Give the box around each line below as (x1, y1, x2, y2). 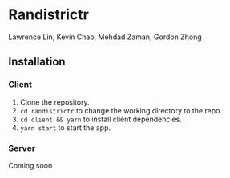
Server (8, 142, 36, 153)
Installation (8, 55, 66, 69)
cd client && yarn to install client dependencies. (19, 114, 182, 124)
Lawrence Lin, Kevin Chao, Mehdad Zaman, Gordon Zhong (8, 32, 202, 42)
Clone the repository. (19, 97, 90, 107)
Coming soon (8, 160, 53, 170)
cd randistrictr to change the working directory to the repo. (19, 105, 223, 115)
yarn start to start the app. (19, 122, 111, 133)
